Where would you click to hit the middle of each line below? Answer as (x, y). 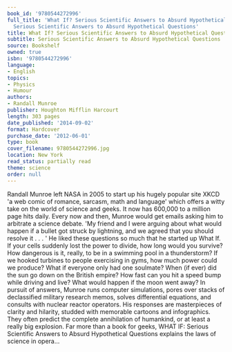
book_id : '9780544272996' (44, 13)
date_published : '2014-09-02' (51, 123)
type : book (23, 142)
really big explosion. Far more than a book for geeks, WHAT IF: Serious (108, 326)
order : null (24, 174)
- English (21, 71)
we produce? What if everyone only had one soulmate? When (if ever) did (112, 268)
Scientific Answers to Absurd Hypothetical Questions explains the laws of (112, 333)
